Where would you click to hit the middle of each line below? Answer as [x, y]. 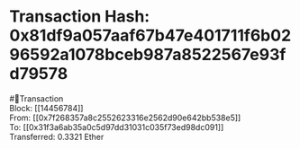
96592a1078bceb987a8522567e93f [148, 55]
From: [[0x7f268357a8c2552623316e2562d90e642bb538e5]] [125, 118]
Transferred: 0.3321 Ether [57, 136]
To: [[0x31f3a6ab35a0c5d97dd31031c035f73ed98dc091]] [117, 127]
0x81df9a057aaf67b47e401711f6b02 [150, 35]
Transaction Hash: [80, 17]
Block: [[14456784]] [46, 108]
